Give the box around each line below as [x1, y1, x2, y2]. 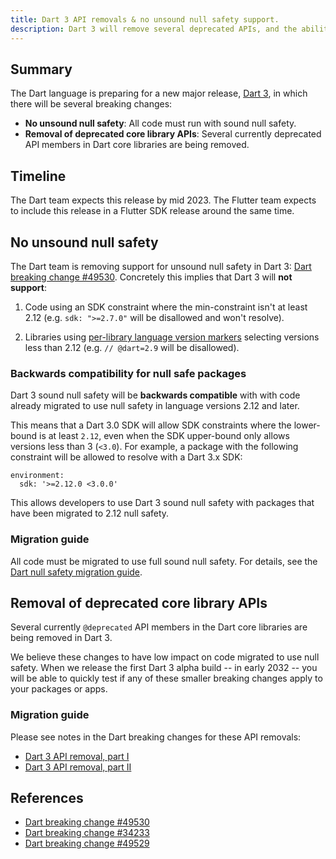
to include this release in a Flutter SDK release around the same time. [10, 205, 295, 217]
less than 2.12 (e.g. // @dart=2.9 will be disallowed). [24, 341, 240, 353]
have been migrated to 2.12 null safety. [10, 507, 170, 520]
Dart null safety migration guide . [10, 566, 143, 578]
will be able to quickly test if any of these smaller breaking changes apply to [10, 672, 323, 685]
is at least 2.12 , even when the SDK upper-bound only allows [39, 430, 290, 442]
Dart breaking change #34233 [24, 827, 150, 839]
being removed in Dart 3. [10, 632, 113, 644]
